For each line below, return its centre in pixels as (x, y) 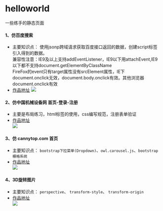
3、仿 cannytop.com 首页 (32, 138)
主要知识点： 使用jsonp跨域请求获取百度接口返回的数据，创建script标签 (85, 47)
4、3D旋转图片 (20, 180)
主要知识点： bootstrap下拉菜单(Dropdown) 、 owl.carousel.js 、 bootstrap (85, 150)
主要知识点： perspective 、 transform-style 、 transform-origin (78, 192)
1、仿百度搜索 (19, 35)
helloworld (27, 9)
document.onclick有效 (35, 84)
